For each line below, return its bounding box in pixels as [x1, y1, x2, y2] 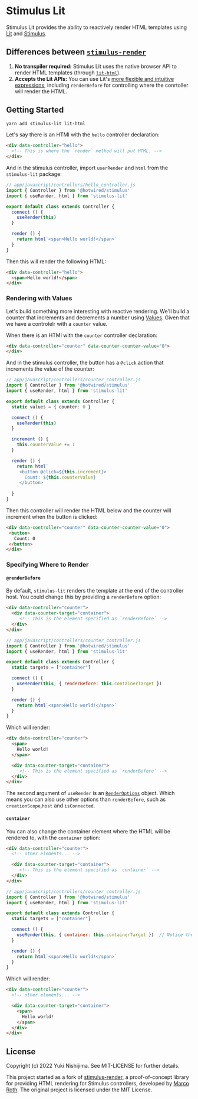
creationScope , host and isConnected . [6, 802, 95, 809]
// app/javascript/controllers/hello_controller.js [6, 182, 136, 188]
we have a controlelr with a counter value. [6, 320, 108, 327]
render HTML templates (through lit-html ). [14, 69, 121, 76]
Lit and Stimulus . [6, 30, 47, 37]
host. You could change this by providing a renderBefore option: [6, 593, 161, 600]
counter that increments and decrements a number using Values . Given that [6, 314, 190, 321]
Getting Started [6, 105, 64, 115]
